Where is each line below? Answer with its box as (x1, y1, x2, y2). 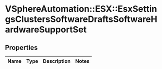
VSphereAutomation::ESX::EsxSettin (5, 3, 157, 15)
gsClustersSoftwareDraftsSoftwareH (5, 14, 158, 25)
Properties (5, 43, 38, 52)
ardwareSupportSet (5, 24, 87, 35)
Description (43, 58, 71, 64)
